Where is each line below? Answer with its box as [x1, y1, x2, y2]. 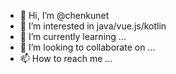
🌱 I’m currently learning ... [19, 31, 127, 42]
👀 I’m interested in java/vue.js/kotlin [19, 20, 167, 32]
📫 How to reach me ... [19, 53, 113, 64]
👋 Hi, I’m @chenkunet [19, 10, 110, 21]
